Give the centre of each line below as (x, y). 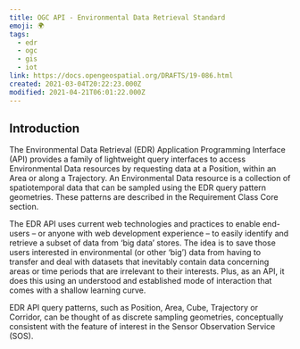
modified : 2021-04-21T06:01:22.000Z (77, 92)
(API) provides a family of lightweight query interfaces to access (128, 159)
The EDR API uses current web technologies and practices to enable (135, 224)
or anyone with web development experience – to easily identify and (163, 234)
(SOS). (21, 337)
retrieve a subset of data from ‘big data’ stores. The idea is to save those (143, 243)
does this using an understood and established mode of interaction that (141, 281)
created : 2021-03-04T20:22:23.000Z (75, 84)
